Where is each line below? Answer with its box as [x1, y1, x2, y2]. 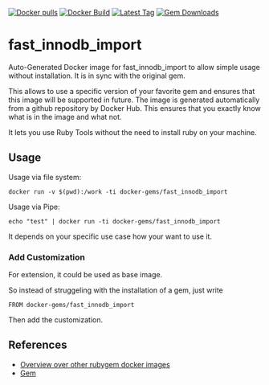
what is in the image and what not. [8, 112, 122, 121]
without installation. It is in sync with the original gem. [8, 71, 186, 80]
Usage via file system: [8, 172, 82, 182]
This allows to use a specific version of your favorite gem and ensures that [8, 86, 255, 96]
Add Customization [8, 252, 86, 263]
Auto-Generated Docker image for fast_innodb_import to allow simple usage [8, 62, 261, 72]
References [8, 338, 67, 352]
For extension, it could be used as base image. [8, 270, 163, 280]
